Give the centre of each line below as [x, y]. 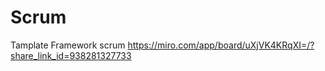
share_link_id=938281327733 [71, 55]
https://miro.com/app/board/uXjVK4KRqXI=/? [221, 45]
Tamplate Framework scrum [68, 45]
